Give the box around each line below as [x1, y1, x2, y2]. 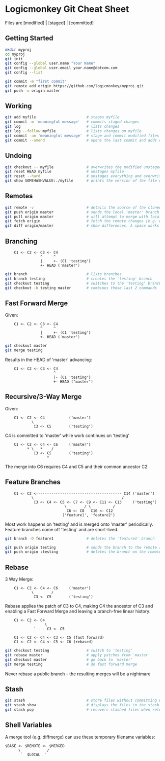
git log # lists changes [5, 124, 120, 129]
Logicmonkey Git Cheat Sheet [5, 3, 129, 15]
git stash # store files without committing [5, 698, 157, 703]
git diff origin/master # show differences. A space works [5, 223, 160, 228]
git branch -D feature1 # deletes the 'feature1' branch [5, 536, 155, 541]
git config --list [5, 70, 43, 75]
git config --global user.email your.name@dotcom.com [5, 66, 118, 71]
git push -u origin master [5, 88, 60, 93]
